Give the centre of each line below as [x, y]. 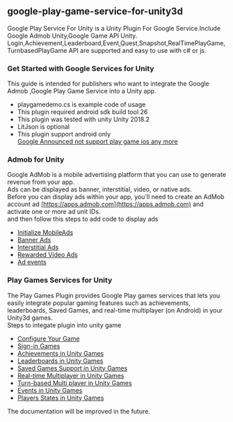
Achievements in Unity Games [61, 353]
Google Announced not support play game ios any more [98, 141]
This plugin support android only [64, 134]
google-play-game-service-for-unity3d [95, 11]
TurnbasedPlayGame [37, 50]
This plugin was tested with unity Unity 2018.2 [83, 119]
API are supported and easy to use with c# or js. [137, 50]
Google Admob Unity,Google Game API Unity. [72, 36]
